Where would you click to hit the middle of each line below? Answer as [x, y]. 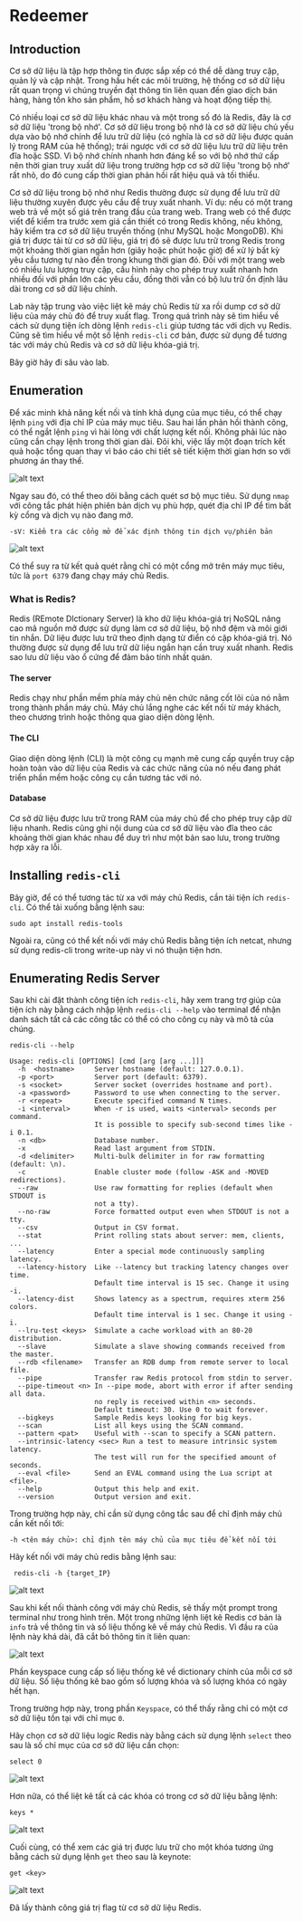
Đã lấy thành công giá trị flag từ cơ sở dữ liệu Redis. [105, 1908]
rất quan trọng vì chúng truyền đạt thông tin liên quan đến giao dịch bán [143, 90]
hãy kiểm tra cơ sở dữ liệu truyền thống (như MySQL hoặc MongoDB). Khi [146, 231]
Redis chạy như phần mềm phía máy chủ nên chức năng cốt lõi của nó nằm [149, 698]
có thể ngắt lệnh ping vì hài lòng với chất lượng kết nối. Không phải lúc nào [148, 432]
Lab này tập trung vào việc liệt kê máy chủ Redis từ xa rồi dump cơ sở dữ [145, 306]
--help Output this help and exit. [109, 1489]
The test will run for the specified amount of [186, 1458]
